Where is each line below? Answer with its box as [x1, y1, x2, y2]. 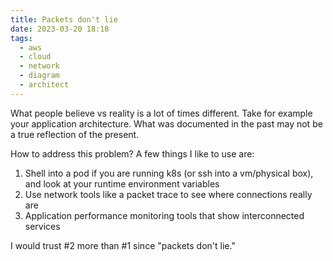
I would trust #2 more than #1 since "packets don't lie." [10, 239, 236, 251]
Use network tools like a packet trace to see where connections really [24, 188, 313, 200]
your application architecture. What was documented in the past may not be [10, 117, 323, 130]
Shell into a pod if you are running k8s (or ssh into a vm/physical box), [24, 167, 314, 179]
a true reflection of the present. [10, 128, 140, 140]
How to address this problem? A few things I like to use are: [10, 147, 255, 160]
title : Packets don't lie [10, 14, 118, 25]
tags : [10, 33, 33, 43]
